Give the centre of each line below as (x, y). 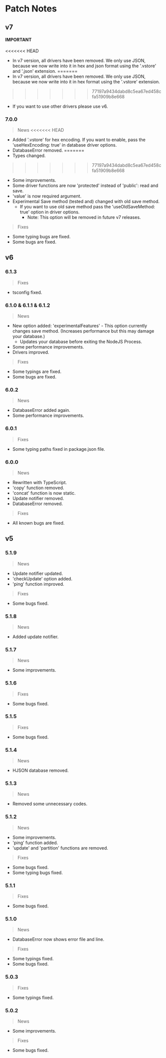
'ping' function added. (35, 843)
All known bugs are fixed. (38, 523)
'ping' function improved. (38, 584)
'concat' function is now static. (44, 493)
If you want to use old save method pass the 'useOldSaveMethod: (87, 207)
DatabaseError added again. (41, 410)
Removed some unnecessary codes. (50, 804)
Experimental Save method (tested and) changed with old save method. (86, 201)
